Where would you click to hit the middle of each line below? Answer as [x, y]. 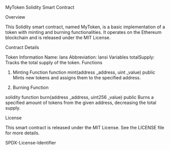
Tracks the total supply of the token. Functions [54, 62]
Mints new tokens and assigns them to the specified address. [77, 78]
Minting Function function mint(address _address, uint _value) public [84, 72]
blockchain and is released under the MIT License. [58, 38]
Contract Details [22, 47]
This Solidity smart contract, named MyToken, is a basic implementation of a [85, 27]
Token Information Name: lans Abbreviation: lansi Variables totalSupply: [80, 57]
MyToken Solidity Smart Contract [40, 7]
